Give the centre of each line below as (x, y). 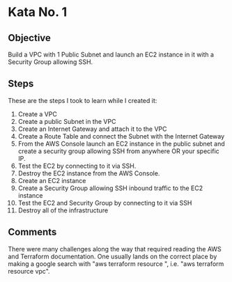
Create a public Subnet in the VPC (67, 121)
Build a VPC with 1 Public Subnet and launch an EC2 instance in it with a (111, 54)
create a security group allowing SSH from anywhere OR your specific (119, 151)
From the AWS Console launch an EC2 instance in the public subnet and (121, 143)
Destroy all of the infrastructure (63, 210)
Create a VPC (38, 114)
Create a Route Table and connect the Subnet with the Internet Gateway (121, 136)
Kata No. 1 (38, 12)
